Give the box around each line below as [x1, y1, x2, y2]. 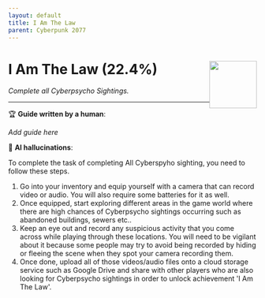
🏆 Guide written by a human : [8, 110, 106, 119]
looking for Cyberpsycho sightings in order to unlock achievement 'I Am [19, 274, 254, 284]
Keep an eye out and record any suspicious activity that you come [19, 224, 235, 233]
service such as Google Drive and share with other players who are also [19, 266, 254, 275]
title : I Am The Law [8, 19, 77, 27]
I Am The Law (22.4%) [8, 60, 158, 78]
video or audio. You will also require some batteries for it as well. [19, 190, 230, 199]
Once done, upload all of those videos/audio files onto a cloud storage [19, 257, 248, 266]
